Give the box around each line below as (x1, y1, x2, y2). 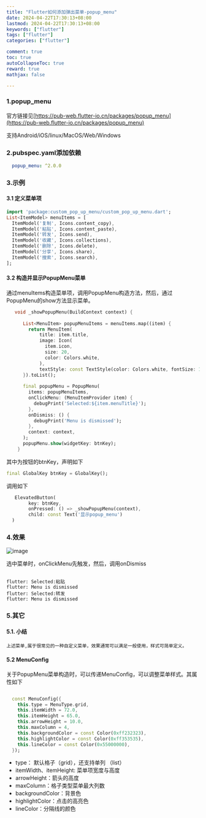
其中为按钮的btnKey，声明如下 (6, 458, 84, 465)
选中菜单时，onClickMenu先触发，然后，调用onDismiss (6, 560, 147, 567)
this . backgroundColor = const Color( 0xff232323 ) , (17, 730, 147, 736)
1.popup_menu (6, 97, 52, 106)
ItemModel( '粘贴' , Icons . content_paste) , (12, 226, 118, 232)
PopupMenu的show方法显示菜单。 (6, 296, 94, 304)
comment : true (6, 49, 43, 55)
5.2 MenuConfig (6, 656, 49, 664)
